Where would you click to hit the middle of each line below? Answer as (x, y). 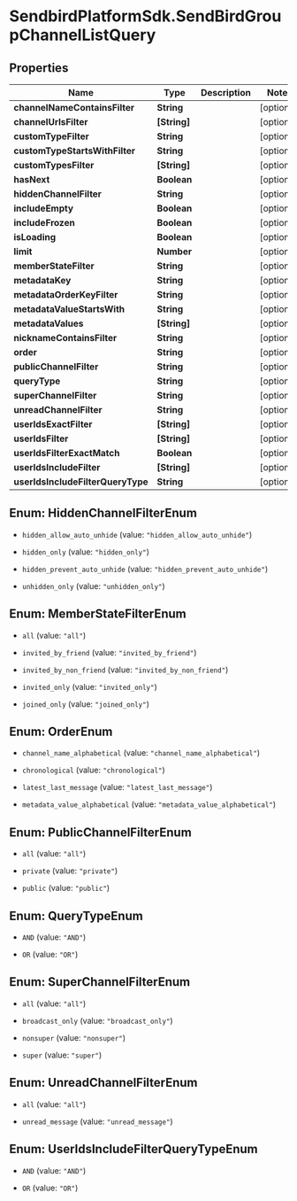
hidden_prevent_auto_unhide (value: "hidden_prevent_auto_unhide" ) (145, 569)
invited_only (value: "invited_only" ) (89, 686)
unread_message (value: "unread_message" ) (98, 1121)
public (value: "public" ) (66, 888)
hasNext (32, 179)
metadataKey (42, 280)
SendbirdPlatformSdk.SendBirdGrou (145, 16)
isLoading (35, 237)
